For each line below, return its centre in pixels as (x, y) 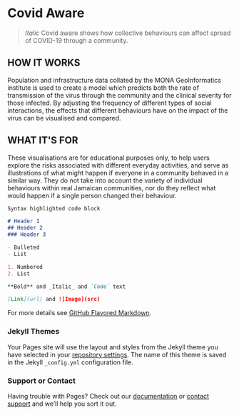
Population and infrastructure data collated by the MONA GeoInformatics (114, 80)
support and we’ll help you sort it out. (62, 404)
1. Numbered (25, 267)
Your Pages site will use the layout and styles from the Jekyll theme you (113, 347)
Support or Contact (42, 381)
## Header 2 (25, 228)
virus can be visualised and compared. (64, 118)
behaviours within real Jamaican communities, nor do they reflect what (112, 188)
